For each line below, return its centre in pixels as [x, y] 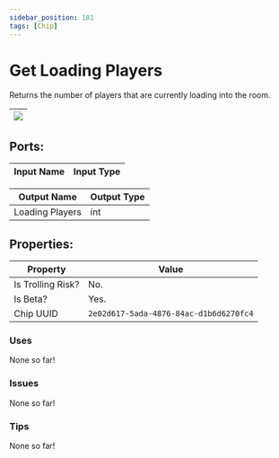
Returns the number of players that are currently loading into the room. [140, 95]
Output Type [118, 197]
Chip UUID [36, 313]
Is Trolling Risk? [47, 285]
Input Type [97, 172]
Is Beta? [31, 299]
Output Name [48, 197]
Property [46, 269]
